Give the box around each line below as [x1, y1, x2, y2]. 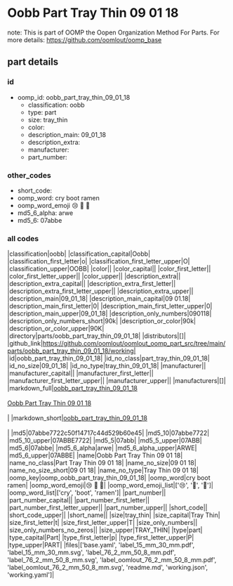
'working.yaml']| [7, 571, 55, 579]
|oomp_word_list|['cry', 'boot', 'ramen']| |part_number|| [7, 488, 166, 497]
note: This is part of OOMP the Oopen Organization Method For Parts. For [7, 28, 220, 37]
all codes [7, 233, 39, 243]
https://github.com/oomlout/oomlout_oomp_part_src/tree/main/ [42, 339, 226, 348]
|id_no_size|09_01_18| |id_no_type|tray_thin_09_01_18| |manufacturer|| [7, 362, 206, 370]
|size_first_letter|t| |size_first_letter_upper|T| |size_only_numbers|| [7, 519, 198, 527]
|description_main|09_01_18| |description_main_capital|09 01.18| [7, 294, 191, 303]
